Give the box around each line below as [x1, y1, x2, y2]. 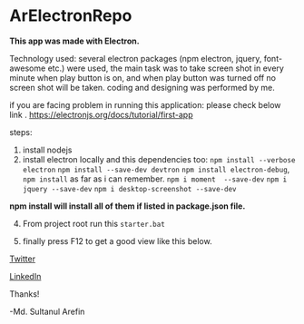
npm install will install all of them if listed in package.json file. [9, 201, 246, 211]
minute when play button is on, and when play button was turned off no [9, 72, 277, 83]
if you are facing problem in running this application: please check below [9, 99, 281, 110]
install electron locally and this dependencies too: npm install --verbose [22, 153, 296, 164]
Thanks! [9, 288, 40, 299]
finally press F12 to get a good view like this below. [22, 235, 212, 246]
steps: [9, 126, 33, 137]
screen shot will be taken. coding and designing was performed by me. [9, 82, 275, 93]
